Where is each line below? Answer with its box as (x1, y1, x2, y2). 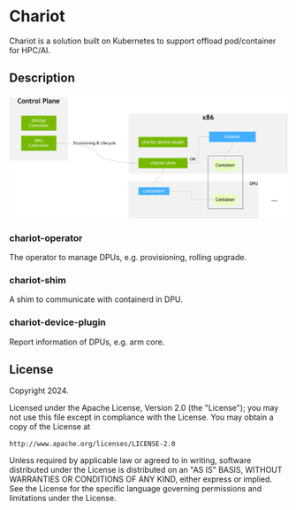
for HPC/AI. (9, 44, 51, 55)
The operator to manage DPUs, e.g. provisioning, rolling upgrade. (9, 252, 247, 262)
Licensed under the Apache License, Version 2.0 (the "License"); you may (9, 403, 279, 413)
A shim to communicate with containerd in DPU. (9, 294, 183, 305)
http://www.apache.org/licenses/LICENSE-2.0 (9, 440, 176, 449)
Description (9, 71, 75, 86)
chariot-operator (9, 232, 83, 244)
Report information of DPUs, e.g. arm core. (9, 336, 165, 347)
